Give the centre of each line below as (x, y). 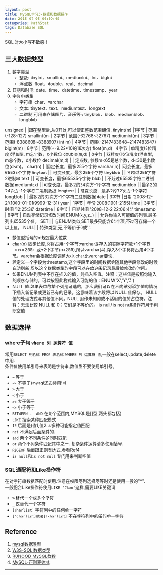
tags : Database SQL (25, 28)
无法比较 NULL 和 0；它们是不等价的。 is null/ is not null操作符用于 (87, 305)
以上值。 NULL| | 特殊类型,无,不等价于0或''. (48, 227)
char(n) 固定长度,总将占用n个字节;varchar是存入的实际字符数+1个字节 (81, 244)
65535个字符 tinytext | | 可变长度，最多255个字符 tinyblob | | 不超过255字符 (81, 172)
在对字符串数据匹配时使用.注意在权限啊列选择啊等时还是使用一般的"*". (75, 481)
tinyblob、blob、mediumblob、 (115, 114)
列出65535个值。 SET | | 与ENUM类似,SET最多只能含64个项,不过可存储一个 (80, 221)
